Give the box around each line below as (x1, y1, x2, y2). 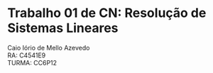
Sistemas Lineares (7, 20, 119, 36)
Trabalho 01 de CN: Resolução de (7, 5, 207, 21)
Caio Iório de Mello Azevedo (7, 43, 90, 52)
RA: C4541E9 (7, 51, 46, 60)
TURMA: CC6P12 (7, 58, 58, 67)
